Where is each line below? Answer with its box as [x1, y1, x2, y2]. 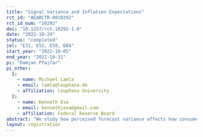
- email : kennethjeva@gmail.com [17, 104, 98, 111]
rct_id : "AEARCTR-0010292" [6, 15, 74, 21]
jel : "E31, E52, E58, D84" [6, 43, 74, 49]
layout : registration [6, 122, 61, 128]
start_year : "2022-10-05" [6, 48, 71, 55]
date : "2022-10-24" [6, 32, 56, 38]
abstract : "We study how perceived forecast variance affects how [6, 116, 177, 122]
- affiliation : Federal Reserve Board [17, 110, 115, 116]
